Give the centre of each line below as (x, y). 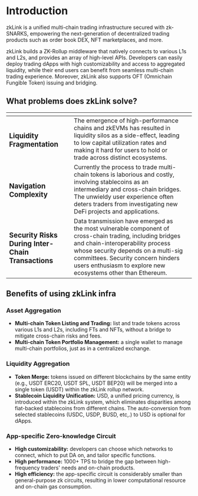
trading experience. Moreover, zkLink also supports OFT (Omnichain (89, 76)
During (21, 244)
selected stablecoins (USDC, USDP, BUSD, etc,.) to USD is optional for (100, 414)
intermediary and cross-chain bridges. (127, 189)
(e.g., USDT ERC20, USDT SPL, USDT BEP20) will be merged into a (96, 383)
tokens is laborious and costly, (133, 174)
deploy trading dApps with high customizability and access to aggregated (96, 64)
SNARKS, (17, 33)
